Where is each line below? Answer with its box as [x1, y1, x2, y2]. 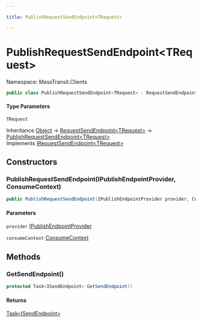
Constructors [6, 157, 58, 168]
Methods [6, 251, 41, 262]
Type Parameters [6, 103, 50, 110]
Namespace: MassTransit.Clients [6, 78, 87, 85]
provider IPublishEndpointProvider [6, 222, 92, 230]
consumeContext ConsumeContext [6, 234, 89, 242]
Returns [6, 296, 27, 304]
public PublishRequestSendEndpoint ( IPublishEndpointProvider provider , [6, 196, 189, 202]
